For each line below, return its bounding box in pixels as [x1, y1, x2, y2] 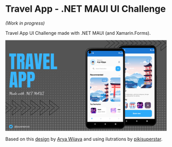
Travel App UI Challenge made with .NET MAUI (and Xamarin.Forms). [5, 30, 151, 36]
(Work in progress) [5, 20, 45, 26]
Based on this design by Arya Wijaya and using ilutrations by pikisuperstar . [5, 136, 163, 142]
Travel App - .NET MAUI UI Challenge [5, 3, 166, 15]
